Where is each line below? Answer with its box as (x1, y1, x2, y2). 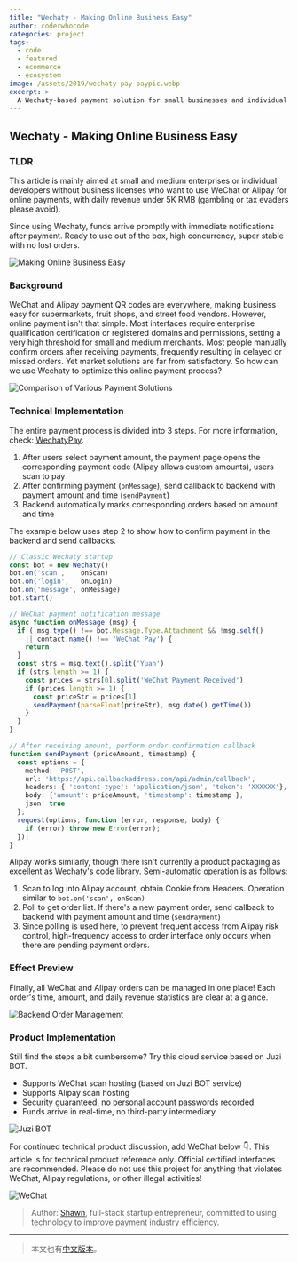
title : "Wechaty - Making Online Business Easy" (9, 12, 192, 22)
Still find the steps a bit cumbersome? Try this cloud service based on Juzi (9, 1051, 282, 1062)
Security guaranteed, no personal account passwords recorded (21, 1097, 255, 1107)
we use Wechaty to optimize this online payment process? (9, 365, 223, 376)
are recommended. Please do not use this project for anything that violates (9, 1163, 282, 1174)
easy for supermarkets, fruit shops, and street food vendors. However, (9, 308, 267, 320)
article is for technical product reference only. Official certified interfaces (9, 1154, 276, 1164)
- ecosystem (17, 71, 62, 80)
